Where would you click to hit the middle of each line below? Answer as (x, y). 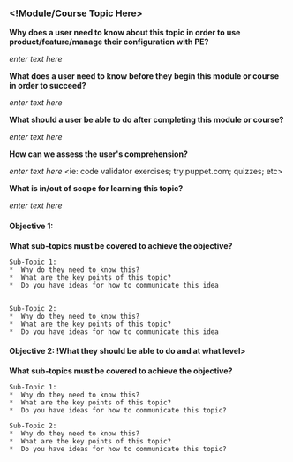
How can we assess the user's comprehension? (98, 154)
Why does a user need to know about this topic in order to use (125, 33)
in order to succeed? (48, 86)
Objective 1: (31, 226)
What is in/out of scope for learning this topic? (96, 189)
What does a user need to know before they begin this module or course (144, 76)
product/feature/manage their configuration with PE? (109, 42)
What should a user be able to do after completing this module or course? (146, 120)
